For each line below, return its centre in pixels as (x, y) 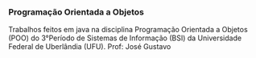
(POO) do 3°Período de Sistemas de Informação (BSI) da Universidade (125, 38)
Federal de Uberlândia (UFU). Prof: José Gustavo (90, 47)
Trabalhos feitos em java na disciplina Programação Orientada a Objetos (128, 30)
